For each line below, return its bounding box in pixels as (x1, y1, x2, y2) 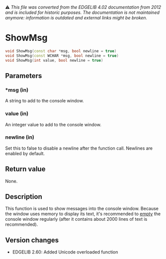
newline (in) (5, 134, 35, 141)
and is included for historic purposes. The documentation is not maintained (5, 9, 160, 15)
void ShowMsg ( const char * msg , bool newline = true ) (5, 48, 117, 54)
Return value (5, 165, 46, 173)
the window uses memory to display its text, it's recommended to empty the (5, 211, 161, 217)
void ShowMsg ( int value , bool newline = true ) (5, 58, 103, 63)
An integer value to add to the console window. (5, 121, 102, 127)
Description (5, 192, 42, 201)
